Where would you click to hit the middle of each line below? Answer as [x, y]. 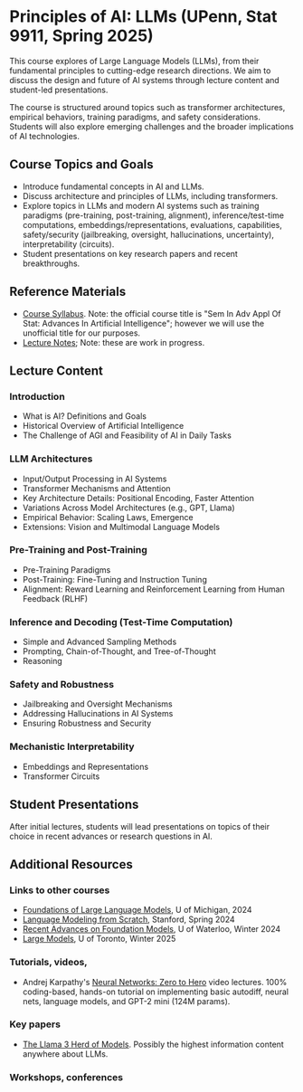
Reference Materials [68, 292]
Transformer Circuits [61, 776]
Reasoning [43, 661]
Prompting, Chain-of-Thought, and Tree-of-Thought [119, 651]
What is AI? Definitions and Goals [85, 416]
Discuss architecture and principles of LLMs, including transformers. [150, 195]
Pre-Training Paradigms [66, 570]
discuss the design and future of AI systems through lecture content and [145, 80]
